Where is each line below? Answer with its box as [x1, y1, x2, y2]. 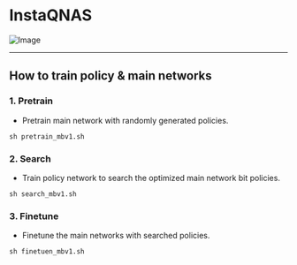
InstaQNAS [9, 5, 93, 26]
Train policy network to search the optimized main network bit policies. [21, 172, 281, 183]
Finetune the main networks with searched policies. [21, 231, 210, 241]
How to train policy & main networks [9, 68, 212, 84]
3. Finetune [9, 209, 59, 222]
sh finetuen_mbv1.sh [9, 247, 86, 256]
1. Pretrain [9, 95, 54, 107]
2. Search [9, 152, 51, 164]
